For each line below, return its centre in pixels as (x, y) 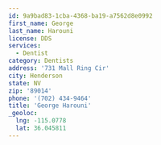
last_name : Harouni (41, 31)
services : (25, 46)
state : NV (25, 83)
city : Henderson (35, 76)
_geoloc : (23, 114)
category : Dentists (41, 61)
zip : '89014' (30, 91)
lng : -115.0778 (41, 121)
